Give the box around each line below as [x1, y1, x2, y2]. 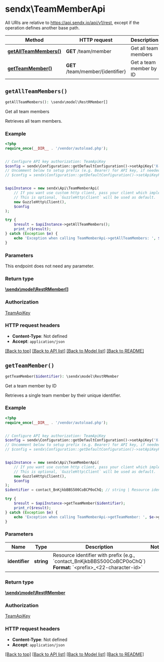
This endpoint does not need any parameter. [5, 263, 94, 269]
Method [25, 36, 44, 43]
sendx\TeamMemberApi [5, 3, 105, 15]
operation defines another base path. [5, 25, 80, 30]
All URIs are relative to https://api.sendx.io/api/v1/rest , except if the [5, 20, 140, 25]
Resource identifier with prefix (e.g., [53, 552, 135, 559]
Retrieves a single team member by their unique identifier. [5, 392, 121, 398]
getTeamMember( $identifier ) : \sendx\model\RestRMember [5, 374, 119, 379]
